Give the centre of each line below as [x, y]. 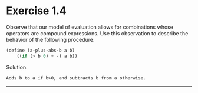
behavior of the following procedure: [50, 39]
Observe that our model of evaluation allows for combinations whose [90, 27]
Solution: [17, 67]
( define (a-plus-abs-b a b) [41, 50]
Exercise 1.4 [36, 11]
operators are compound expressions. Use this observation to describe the [97, 33]
